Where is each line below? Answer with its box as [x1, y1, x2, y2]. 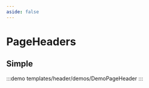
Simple [6, 58, 33, 69]
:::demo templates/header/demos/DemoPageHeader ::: [6, 75, 144, 82]
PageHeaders [6, 34, 76, 48]
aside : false [6, 8, 39, 15]
